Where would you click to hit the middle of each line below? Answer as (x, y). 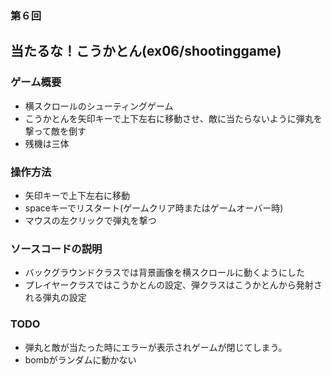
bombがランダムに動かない (80, 359)
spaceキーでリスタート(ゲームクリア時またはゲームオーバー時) (154, 208)
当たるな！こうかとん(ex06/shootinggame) (146, 51)
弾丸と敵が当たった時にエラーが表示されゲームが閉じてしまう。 (156, 347)
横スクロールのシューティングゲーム (99, 106)
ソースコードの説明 (56, 249)
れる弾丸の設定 (55, 298)
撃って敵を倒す (55, 131)
